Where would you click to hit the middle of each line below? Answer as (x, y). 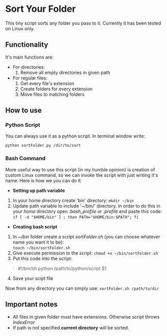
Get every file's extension (47, 83)
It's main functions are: (29, 57)
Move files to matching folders (52, 94)
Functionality (27, 45)
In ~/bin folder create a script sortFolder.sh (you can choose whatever (86, 236)
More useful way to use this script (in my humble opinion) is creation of (80, 169)
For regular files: (30, 78)
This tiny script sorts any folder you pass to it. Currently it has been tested (83, 23)
